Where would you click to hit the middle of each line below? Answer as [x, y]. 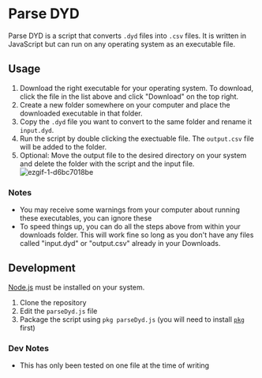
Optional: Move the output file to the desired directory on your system [133, 155]
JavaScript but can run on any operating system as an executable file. [122, 43]
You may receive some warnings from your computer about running [130, 210]
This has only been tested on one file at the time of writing [114, 365]
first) [27, 327]
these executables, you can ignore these [86, 218]
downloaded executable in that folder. [81, 113]
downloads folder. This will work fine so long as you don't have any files [137, 235]
